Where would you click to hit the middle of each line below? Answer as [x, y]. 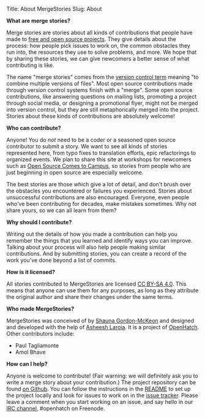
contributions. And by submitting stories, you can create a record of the [96, 253]
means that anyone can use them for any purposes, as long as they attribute [102, 290]
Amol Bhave [30, 352]
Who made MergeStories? [40, 309]
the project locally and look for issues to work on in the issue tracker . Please [102, 395]
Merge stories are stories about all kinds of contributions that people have [99, 32]
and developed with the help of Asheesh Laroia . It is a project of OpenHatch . [103, 327]
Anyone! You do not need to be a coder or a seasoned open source [91, 140]
